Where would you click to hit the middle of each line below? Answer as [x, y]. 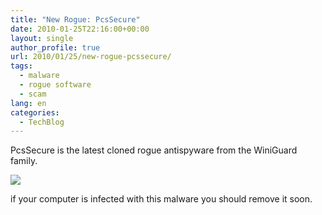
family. [24, 161]
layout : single [42, 38]
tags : [21, 66]
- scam [33, 94]
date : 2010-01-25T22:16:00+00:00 [80, 29]
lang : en [28, 103]
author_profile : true [55, 47]
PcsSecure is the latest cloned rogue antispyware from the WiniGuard [154, 150]
